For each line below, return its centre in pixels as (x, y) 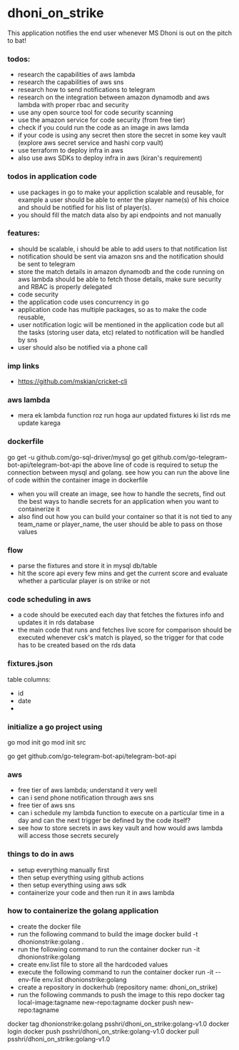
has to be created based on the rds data (77, 645)
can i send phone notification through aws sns (86, 798)
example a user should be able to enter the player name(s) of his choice (123, 200)
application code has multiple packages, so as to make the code (112, 309)
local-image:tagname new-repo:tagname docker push (97, 1002)
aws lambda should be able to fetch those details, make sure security (119, 279)
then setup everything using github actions (81, 877)
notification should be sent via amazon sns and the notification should (121, 256)
